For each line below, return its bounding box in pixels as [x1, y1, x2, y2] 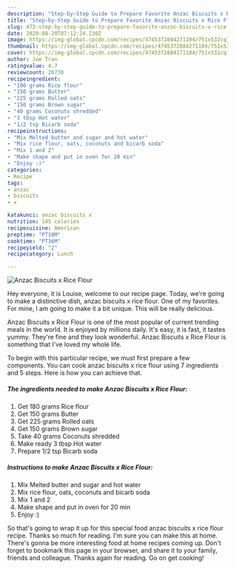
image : [7, 36, 27, 43]
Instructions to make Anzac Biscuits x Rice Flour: [7, 463, 153, 471]
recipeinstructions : [7, 127, 68, 134]
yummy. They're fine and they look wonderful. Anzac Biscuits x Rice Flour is [7, 333, 227, 342]
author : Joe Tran [7, 56, 58, 63]
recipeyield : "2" [7, 244, 58, 251]
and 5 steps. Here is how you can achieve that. [7, 369, 142, 377]
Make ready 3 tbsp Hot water [17, 440, 102, 448]
